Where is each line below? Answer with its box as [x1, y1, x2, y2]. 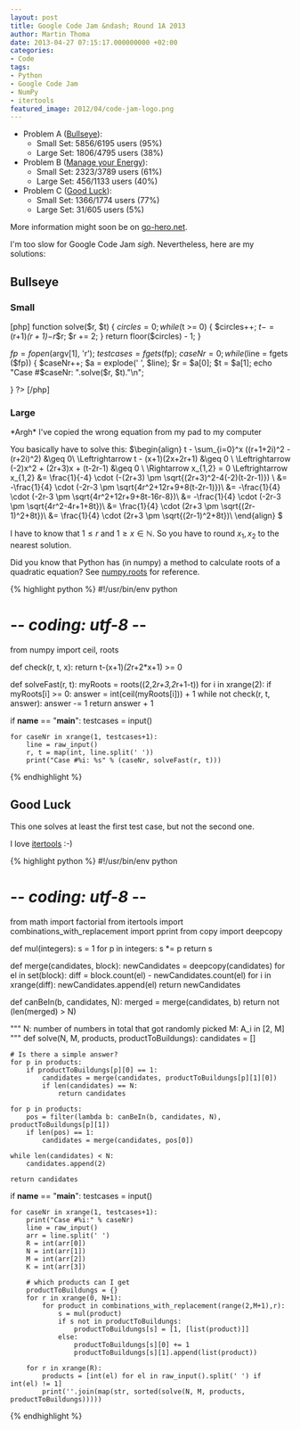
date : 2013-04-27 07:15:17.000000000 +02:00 [10, 37, 178, 47]
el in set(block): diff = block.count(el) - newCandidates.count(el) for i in [10, 969, 272, 981]
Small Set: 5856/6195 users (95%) [36, 138, 163, 149]
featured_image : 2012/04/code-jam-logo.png [10, 104, 174, 113]
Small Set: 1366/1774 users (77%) [36, 195, 160, 206]
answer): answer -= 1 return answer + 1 [10, 697, 154, 709]
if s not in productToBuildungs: [57, 1317, 182, 1326]
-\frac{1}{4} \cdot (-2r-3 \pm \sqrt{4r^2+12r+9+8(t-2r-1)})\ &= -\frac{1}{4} [10, 482, 281, 493]
